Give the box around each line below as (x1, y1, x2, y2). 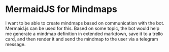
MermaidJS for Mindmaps (5, 3, 118, 15)
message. (5, 41, 26, 47)
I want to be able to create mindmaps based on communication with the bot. (5, 20, 165, 26)
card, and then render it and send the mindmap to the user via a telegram (5, 36, 158, 42)
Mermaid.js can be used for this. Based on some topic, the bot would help (5, 25, 160, 31)
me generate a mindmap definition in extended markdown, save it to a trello (5, 30, 163, 36)
